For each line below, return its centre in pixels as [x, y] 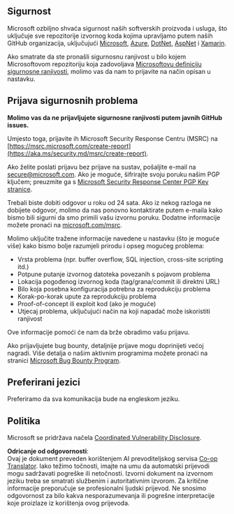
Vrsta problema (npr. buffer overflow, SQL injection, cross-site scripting [120, 259]
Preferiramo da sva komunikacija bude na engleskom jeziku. [94, 399]
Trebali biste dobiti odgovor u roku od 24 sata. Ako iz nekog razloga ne [109, 202]
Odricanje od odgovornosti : [48, 451]
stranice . [20, 189]
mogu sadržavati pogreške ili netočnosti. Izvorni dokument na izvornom [110, 474]
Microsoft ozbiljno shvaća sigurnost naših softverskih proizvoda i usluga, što [117, 28]
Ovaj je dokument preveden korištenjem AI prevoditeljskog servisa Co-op [112, 459]
